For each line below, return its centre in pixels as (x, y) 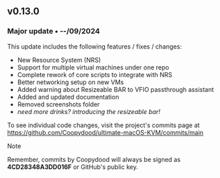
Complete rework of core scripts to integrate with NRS (95, 74)
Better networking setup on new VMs (70, 82)
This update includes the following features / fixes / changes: (95, 46)
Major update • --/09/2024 (54, 31)
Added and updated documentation (68, 97)
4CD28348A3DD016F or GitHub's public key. (73, 167)
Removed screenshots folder (58, 104)
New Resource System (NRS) (59, 60)
